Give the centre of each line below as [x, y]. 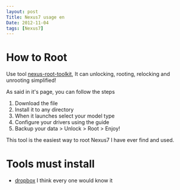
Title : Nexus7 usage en [36, 17]
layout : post [22, 12]
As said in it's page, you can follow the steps [61, 92]
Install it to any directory [44, 110]
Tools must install [50, 164]
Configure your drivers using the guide [62, 122]
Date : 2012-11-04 [28, 23]
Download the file [36, 103]
